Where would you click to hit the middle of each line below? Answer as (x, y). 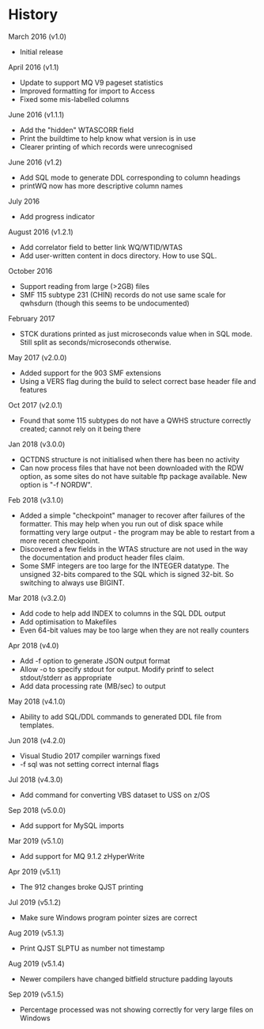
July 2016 (24, 201)
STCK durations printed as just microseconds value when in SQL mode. (136, 333)
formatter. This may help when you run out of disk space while (121, 523)
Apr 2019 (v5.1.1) (35, 871)
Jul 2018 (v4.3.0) (36, 779)
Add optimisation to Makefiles (68, 621)
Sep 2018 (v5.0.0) (37, 810)
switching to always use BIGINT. (72, 583)
